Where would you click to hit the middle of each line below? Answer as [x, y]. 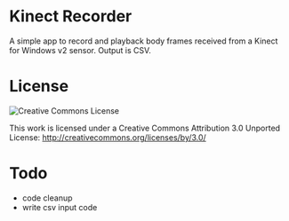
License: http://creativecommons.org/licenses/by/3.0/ [108, 137]
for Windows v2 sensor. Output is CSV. [80, 50]
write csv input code [60, 207]
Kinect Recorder [71, 16]
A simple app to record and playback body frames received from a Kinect [144, 41]
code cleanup [47, 198]
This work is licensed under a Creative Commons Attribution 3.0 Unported [145, 128]
